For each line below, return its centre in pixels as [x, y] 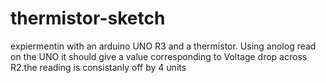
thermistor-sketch [88, 18]
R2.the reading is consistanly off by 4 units [98, 67]
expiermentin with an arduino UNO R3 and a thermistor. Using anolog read [163, 46]
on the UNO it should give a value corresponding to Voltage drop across [159, 56]
